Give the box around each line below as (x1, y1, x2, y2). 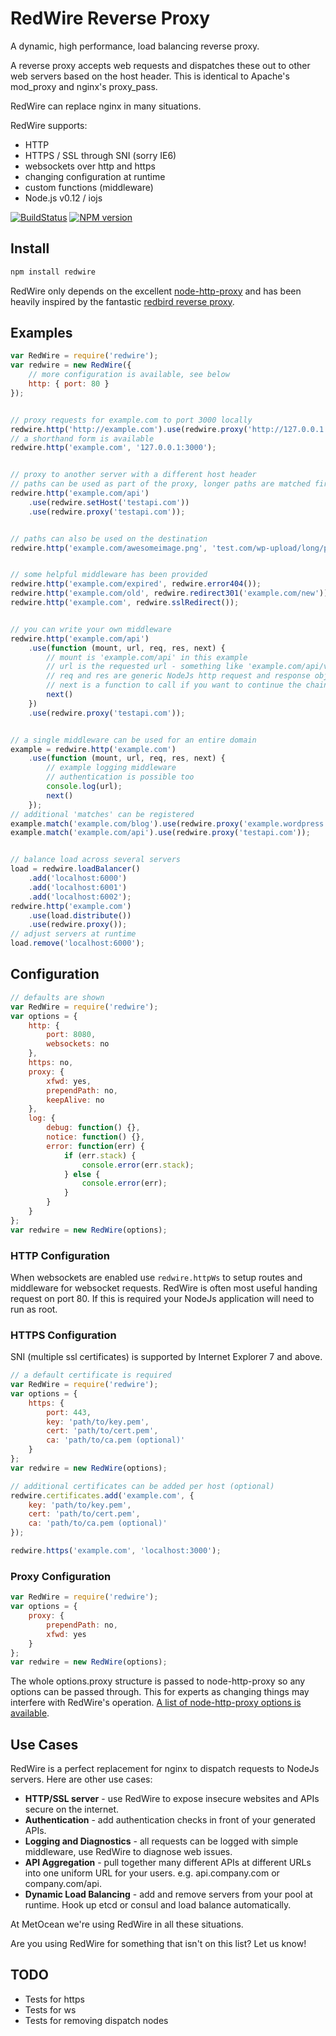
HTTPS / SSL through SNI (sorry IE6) (24, 149, 177, 161)
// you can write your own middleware (10, 624, 172, 634)
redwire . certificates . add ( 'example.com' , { (10, 1490, 195, 1501)
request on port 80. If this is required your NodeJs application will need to (10, 1292, 315, 1304)
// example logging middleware (46, 763, 177, 773)
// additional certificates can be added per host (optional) (10, 1481, 275, 1491)
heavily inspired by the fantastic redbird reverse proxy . (10, 295, 235, 307)
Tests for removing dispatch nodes (24, 2014, 169, 2026)
